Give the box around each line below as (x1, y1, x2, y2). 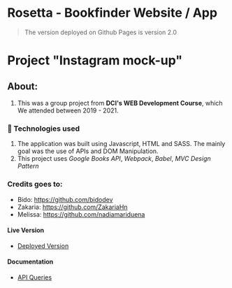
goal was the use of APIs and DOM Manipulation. (17, 147, 159, 155)
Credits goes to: (7, 180, 63, 189)
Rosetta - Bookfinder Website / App (7, 5, 218, 21)
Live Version (7, 226, 45, 235)
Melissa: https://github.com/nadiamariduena (17, 210, 145, 218)
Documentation (7, 257, 54, 266)
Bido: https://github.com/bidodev (17, 195, 113, 203)
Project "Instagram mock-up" (7, 52, 183, 69)
